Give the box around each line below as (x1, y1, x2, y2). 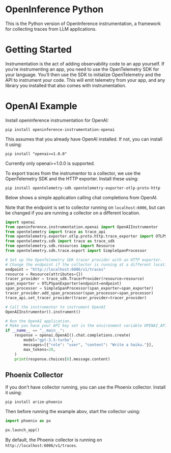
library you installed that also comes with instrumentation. (5, 82, 127, 88)
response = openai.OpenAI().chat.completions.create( (14, 333, 131, 338)
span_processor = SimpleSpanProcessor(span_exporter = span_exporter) (5, 286, 154, 291)
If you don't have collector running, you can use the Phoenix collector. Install (5, 384, 166, 390)
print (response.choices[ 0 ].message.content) (14, 356, 110, 362)
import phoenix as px (5, 418, 51, 423)
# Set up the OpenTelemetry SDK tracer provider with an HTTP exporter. (5, 257, 163, 263)
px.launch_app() (5, 427, 40, 433)
